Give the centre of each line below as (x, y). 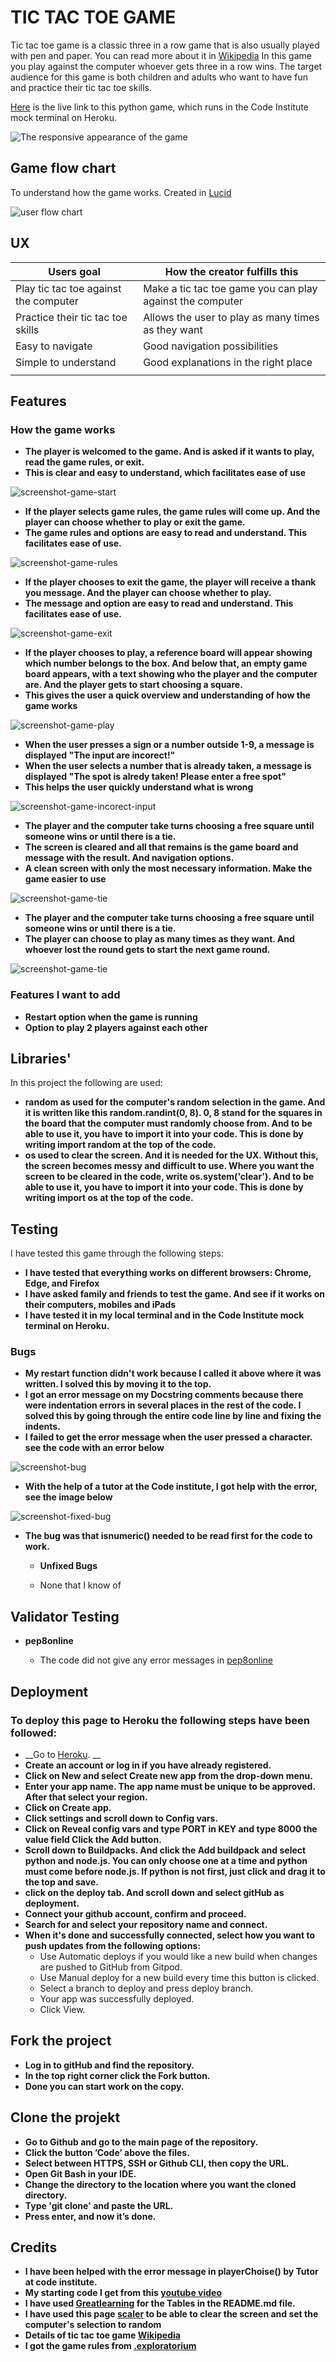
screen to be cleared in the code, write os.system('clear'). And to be (169, 1177)
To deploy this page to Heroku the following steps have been (160, 1720)
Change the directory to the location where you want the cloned (160, 2184)
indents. (42, 1427)
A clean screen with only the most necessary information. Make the (168, 868)
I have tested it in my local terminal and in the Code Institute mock (164, 1315)
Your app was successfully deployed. (117, 1998)
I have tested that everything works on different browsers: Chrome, (168, 1273)
